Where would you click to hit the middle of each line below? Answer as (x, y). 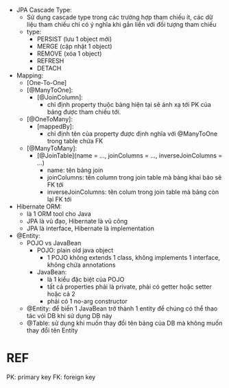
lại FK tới (59, 199)
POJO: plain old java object (75, 250)
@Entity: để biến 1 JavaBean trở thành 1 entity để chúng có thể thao (122, 308)
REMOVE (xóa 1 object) (69, 53)
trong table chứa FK (75, 141)
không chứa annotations (81, 265)
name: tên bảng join (75, 170)
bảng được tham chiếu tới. (84, 112)
